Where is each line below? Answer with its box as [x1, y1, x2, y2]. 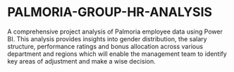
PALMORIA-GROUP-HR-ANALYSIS [7, 4, 213, 20]
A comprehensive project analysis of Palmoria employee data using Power [7, 27, 223, 36]
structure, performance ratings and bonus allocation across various [7, 42, 203, 50]
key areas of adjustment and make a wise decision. [7, 57, 156, 65]
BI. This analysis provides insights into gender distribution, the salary [7, 34, 207, 43]
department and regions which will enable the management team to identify [7, 50, 227, 58]
